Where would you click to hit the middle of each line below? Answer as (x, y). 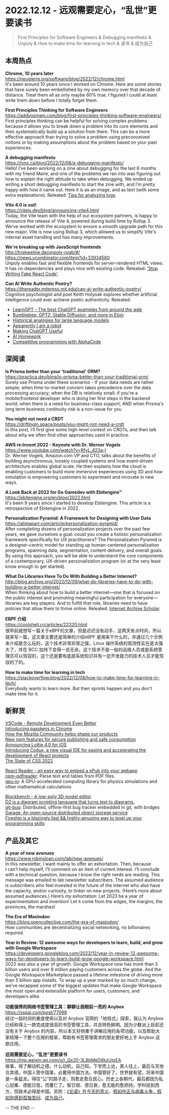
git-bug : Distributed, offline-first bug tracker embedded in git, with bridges (82, 808)
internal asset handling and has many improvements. (60, 237)
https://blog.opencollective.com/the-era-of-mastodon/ (62, 922)
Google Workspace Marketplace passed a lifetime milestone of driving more (84, 975)
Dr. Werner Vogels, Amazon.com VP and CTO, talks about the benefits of (80, 455)
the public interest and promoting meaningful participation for (69, 598)
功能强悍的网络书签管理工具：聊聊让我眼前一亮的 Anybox (65, 1007)
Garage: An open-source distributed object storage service (67, 813)
